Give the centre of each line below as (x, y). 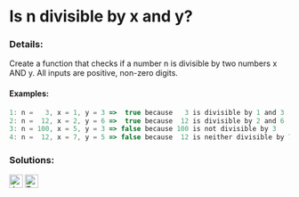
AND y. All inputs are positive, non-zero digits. (93, 73)
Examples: (29, 94)
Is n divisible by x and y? (101, 16)
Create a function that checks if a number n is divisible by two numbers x (143, 63)
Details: (26, 45)
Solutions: (32, 160)
